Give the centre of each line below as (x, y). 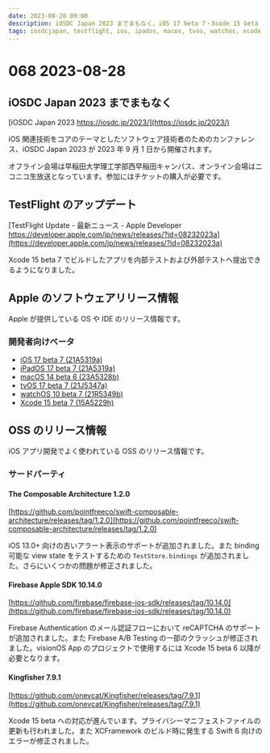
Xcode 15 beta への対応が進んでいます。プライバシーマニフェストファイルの (135, 721)
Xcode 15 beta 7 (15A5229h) (67, 403)
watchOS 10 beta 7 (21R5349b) (71, 394)
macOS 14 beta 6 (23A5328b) (69, 377)
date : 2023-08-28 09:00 (48, 16)
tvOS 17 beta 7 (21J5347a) (64, 385)
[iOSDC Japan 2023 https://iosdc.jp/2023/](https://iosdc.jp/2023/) (119, 123)
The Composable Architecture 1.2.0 (69, 494)
